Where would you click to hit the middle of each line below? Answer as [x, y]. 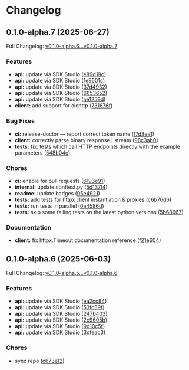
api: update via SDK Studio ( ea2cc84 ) [61, 301]
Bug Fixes [21, 121]
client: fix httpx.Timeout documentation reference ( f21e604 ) [88, 240]
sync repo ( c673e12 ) [39, 361]
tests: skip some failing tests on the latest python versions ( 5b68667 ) [99, 212]
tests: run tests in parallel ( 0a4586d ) [59, 206]
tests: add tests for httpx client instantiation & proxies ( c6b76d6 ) [93, 199]
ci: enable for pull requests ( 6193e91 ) [60, 181]
